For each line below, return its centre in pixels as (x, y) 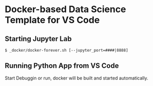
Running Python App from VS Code (62, 66)
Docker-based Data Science (65, 9)
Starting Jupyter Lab (38, 39)
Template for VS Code (52, 20)
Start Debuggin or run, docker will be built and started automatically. (76, 78)
